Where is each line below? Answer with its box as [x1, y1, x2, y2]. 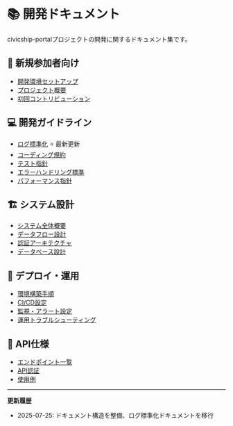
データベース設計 [17, 247, 67, 256]
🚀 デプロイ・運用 [7, 270, 80, 281]
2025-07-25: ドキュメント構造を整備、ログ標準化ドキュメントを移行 [17, 411, 214, 419]
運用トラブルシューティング [17, 316, 96, 324]
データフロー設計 [17, 230, 67, 238]
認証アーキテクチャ [17, 239, 72, 247]
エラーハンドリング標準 [17, 167, 85, 176]
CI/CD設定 [17, 298, 47, 306]
